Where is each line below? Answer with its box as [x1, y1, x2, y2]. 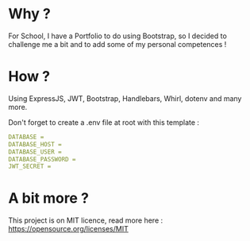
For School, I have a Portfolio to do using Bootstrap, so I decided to [8, 31, 228, 41]
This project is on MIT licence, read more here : [8, 216, 163, 225]
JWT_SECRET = [8, 162, 52, 171]
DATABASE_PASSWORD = [8, 155, 77, 163]
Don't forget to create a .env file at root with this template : [8, 117, 200, 127]
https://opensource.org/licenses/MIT [8, 224, 129, 234]
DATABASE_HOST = [8, 140, 62, 148]
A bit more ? [8, 189, 90, 208]
